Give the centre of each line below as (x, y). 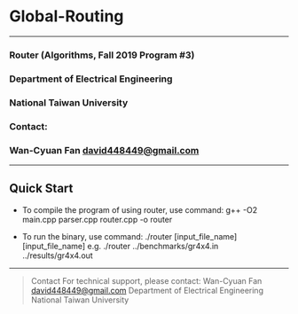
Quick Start (41, 188)
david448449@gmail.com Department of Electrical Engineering (147, 290)
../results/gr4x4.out (57, 255)
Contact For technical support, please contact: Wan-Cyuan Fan (146, 280)
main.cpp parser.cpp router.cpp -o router (97, 219)
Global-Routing (67, 16)
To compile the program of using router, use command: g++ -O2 (140, 209)
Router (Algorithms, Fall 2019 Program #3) (102, 55)
